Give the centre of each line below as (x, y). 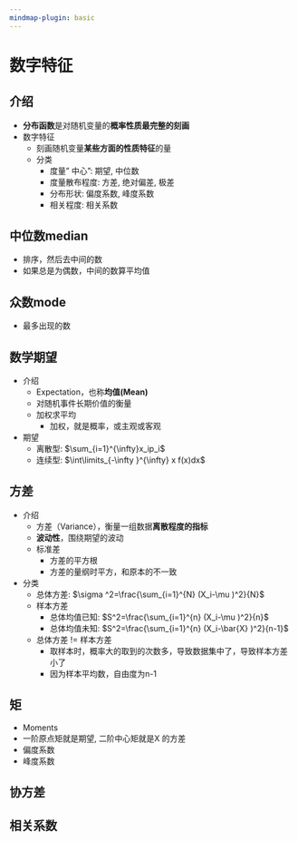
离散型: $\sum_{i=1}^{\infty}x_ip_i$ (101, 449)
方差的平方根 (73, 560)
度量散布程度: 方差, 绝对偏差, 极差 (112, 181)
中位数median (49, 236)
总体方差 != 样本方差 (74, 640)
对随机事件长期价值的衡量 (84, 404)
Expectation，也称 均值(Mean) (92, 392)
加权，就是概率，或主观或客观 (105, 426)
